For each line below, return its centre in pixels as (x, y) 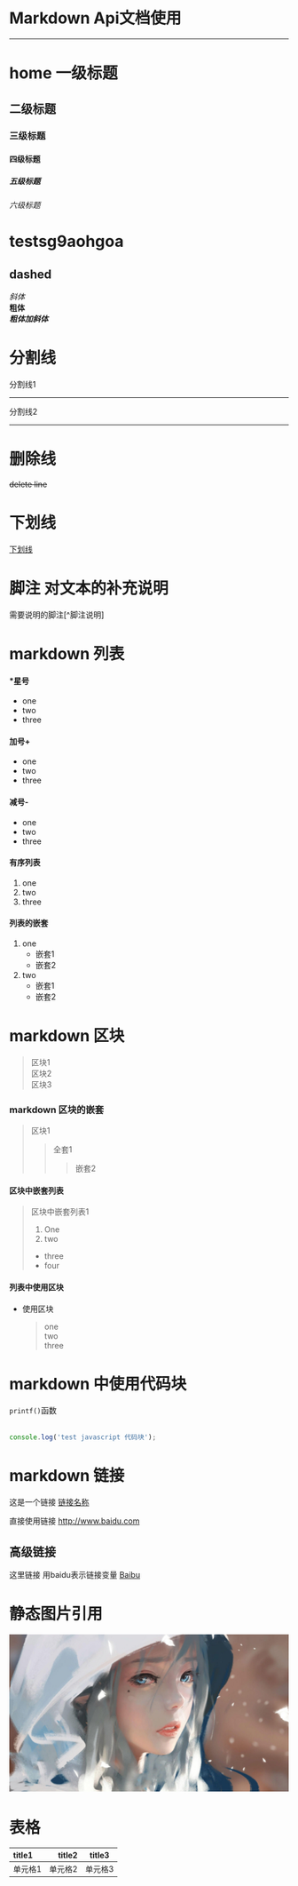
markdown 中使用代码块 (98, 1384)
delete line (28, 484)
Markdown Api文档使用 (95, 18)
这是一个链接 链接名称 (49, 1502)
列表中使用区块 (36, 1287)
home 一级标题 (63, 73)
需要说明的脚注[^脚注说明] (57, 615)
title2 (67, 1855)
